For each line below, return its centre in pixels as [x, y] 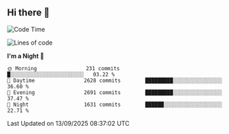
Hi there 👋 [28, 13]
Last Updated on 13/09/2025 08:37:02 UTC [69, 123]
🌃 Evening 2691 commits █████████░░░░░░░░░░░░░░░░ [115, 92]
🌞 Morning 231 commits [63, 68]
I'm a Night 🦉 [26, 56]
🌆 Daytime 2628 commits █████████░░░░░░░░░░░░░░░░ [115, 80]
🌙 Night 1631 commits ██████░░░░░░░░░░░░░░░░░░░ [115, 104]
